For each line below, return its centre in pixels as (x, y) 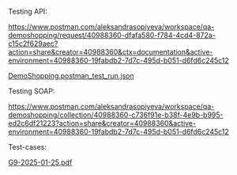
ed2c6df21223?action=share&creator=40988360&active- (102, 123)
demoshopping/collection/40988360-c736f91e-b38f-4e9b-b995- (116, 115)
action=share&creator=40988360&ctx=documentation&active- (111, 52)
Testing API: (28, 11)
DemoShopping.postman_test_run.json (71, 76)
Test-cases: (28, 147)
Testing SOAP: (32, 91)
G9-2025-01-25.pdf (40, 162)
